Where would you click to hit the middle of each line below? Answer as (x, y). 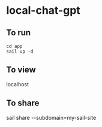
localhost (17, 84)
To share (23, 103)
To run (19, 33)
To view (21, 70)
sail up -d (20, 52)
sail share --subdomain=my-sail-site (51, 117)
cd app (14, 46)
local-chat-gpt (43, 10)
